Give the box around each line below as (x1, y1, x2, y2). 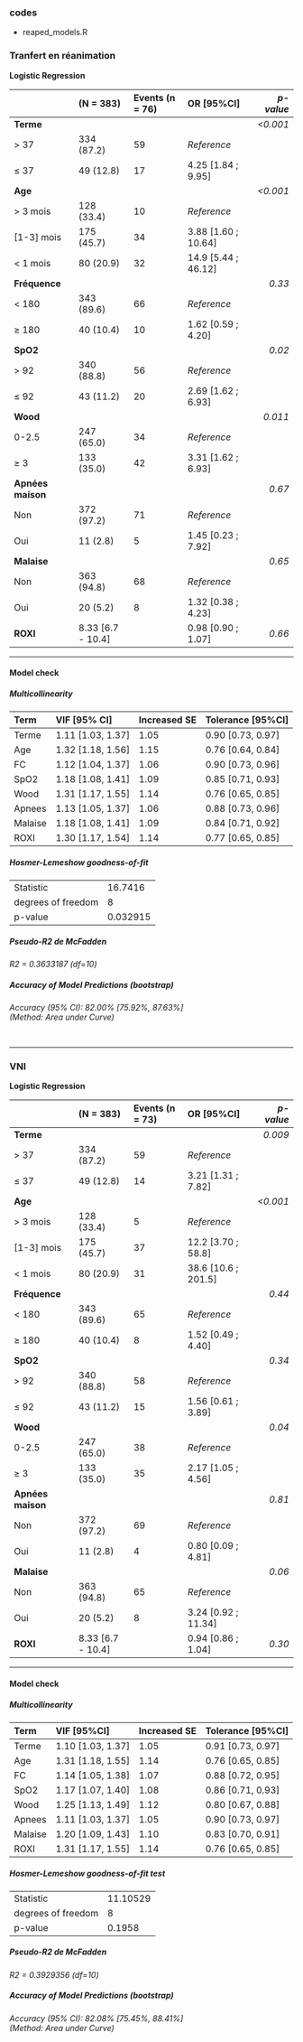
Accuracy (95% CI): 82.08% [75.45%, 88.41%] (9, 2012, 184, 2024)
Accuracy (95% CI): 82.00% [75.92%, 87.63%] (9, 1002, 184, 1013)
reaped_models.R (22, 27, 88, 38)
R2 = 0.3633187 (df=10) (9, 959, 97, 970)
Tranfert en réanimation (9, 50, 116, 62)
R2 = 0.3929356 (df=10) (9, 1969, 99, 1980)
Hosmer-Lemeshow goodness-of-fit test (9, 1868, 166, 1879)
